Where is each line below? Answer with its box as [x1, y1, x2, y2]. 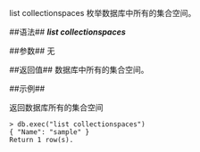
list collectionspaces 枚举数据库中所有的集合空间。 [9, 8, 196, 18]
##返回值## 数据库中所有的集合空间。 [9, 65, 149, 75]
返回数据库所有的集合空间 [9, 102, 104, 113]
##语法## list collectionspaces [9, 27, 127, 37]
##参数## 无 [9, 45, 55, 56]
